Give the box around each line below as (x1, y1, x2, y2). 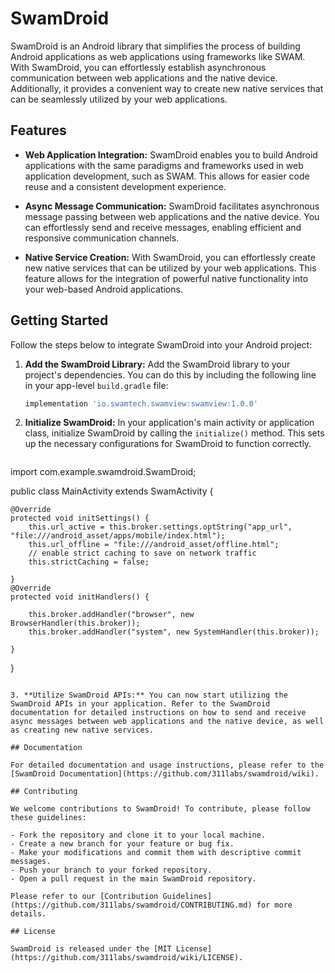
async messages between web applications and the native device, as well (10, 717, 325, 727)
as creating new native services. (10, 725, 155, 736)
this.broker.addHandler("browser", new (28, 610, 195, 620)
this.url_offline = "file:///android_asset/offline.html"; (28, 540, 280, 550)
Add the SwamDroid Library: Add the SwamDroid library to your (24, 358, 291, 370)
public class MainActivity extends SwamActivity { (10, 485, 214, 497)
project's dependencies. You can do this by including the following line (24, 368, 317, 381)
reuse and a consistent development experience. (24, 180, 227, 192)
